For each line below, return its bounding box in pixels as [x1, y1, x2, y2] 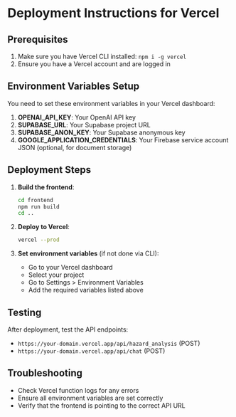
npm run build [17, 203, 60, 211]
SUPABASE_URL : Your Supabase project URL [17, 120, 151, 129]
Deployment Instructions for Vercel [7, 5, 220, 21]
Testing [7, 306, 42, 318]
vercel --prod [17, 236, 60, 243]
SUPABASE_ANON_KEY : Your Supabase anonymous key [17, 128, 186, 137]
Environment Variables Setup [7, 80, 140, 93]
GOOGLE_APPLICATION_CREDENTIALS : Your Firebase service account [17, 135, 229, 144]
